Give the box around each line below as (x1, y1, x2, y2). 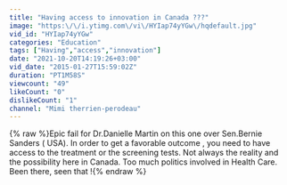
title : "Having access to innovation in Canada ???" (9, 12, 209, 22)
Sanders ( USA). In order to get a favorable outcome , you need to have (9, 138, 271, 149)
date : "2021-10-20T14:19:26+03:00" (9, 54, 142, 63)
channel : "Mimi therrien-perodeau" (9, 104, 142, 113)
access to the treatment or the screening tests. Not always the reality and (9, 148, 279, 158)
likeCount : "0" (9, 87, 66, 96)
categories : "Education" (9, 37, 102, 47)
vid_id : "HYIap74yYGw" (9, 29, 94, 38)
